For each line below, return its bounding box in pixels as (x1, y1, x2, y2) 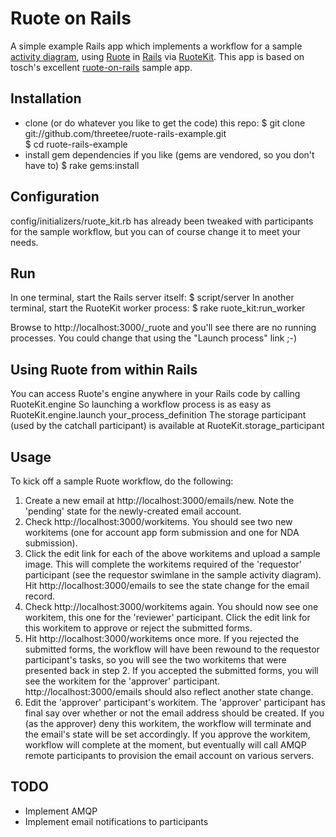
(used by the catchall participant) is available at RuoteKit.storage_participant (10, 420, 325, 432)
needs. (10, 236, 39, 248)
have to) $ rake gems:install (24, 159, 140, 171)
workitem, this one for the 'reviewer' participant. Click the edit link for (24, 612, 311, 623)
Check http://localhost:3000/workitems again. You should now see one (24, 601, 319, 612)
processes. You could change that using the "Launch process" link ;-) (10, 332, 298, 344)
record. (24, 590, 56, 602)
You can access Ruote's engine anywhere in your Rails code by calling (10, 388, 301, 400)
